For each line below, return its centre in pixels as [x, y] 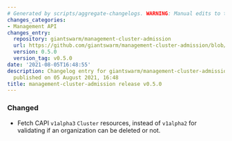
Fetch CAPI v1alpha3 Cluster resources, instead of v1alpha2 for [107, 123]
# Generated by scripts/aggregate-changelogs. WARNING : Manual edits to [114, 13]
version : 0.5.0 [35, 52]
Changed [23, 108]
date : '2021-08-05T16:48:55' [49, 65]
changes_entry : [29, 33]
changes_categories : [37, 20]
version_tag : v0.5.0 [43, 58]
